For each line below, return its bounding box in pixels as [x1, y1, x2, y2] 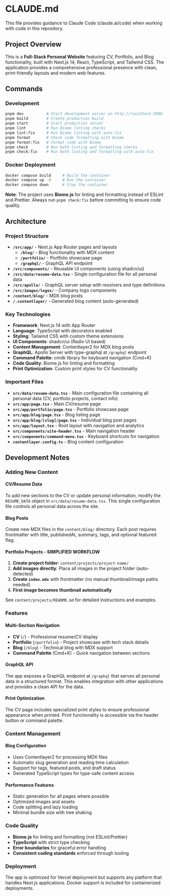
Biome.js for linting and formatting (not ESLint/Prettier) [12, 833, 128, 840]
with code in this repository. [5, 25, 64, 31]
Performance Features [5, 782, 54, 788]
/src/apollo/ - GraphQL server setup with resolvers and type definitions [12, 282, 165, 288]
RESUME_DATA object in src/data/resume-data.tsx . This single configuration [5, 498, 160, 504]
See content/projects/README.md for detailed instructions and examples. [5, 597, 157, 603]
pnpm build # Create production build [5, 116, 103, 121]
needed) [12, 581, 31, 588]
